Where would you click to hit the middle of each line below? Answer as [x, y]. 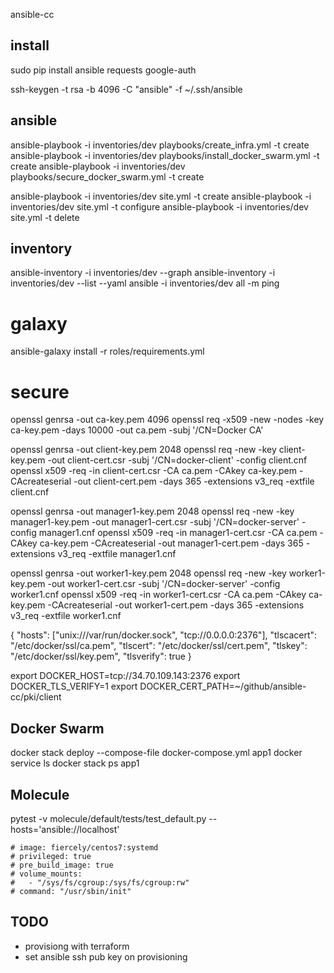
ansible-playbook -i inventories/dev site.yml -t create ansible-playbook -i [161, 196]
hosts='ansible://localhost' [65, 829]
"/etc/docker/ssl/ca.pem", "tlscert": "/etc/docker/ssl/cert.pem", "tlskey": [159, 646]
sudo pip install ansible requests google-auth [103, 70]
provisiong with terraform [77, 946]
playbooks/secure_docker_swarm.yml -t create [107, 176]
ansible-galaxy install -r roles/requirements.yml [107, 351]
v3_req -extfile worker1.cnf [66, 616]
